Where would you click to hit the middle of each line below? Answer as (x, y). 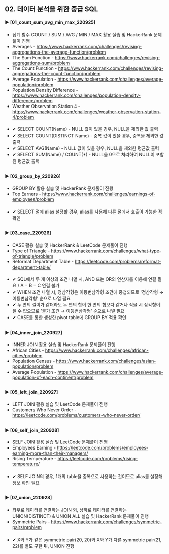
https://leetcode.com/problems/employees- (103, 448)
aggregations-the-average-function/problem (59, 52)
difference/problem (32, 100)
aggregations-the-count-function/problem (56, 73)
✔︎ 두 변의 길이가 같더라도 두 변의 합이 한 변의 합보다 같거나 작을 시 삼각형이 (86, 305)
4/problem (23, 117)
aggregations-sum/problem (41, 63)
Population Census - (33, 361)
